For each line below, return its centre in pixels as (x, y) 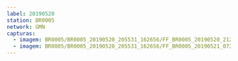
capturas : (21, 33)
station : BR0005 (31, 20)
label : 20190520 (31, 14)
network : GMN (26, 27)
